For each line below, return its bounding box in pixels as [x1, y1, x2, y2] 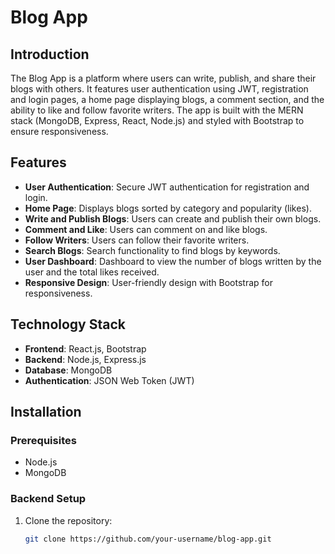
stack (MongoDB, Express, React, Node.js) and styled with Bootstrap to [10, 115, 305, 126]
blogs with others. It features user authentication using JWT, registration [10, 83, 309, 95]
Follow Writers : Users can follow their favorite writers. [24, 234, 250, 246]
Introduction [10, 46, 90, 63]
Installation [10, 404, 82, 421]
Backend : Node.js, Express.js [24, 353, 147, 365]
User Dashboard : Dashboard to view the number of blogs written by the [24, 255, 322, 267]
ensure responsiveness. [10, 126, 109, 137]
